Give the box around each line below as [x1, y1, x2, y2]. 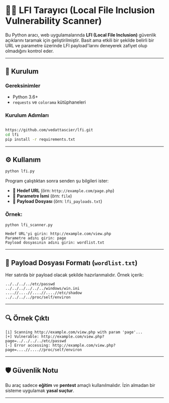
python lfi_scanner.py [5, 222, 53, 227]
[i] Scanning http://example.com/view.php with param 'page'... [5, 330, 143, 335]
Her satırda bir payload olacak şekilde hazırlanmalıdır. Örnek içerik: [5, 272, 144, 278]
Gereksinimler [5, 83, 41, 90]
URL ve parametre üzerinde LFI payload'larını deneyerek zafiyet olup [5, 42, 147, 48]
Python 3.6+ [12, 94, 39, 100]
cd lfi [5, 132, 19, 137]
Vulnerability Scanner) [5, 15, 102, 27]
